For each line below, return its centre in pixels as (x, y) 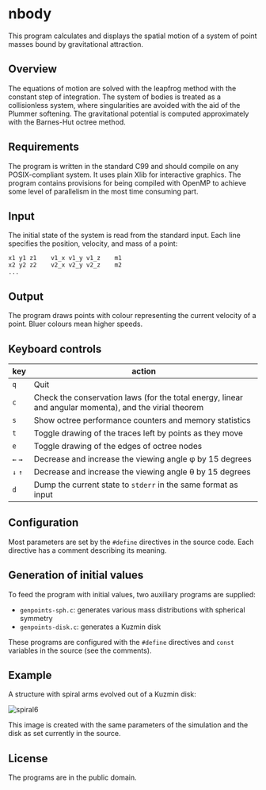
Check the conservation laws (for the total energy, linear (139, 397)
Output (26, 296)
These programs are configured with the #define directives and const (122, 642)
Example (30, 675)
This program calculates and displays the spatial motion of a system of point (133, 36)
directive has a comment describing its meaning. (87, 550)
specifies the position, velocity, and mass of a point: (93, 244)
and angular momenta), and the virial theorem (119, 407)
